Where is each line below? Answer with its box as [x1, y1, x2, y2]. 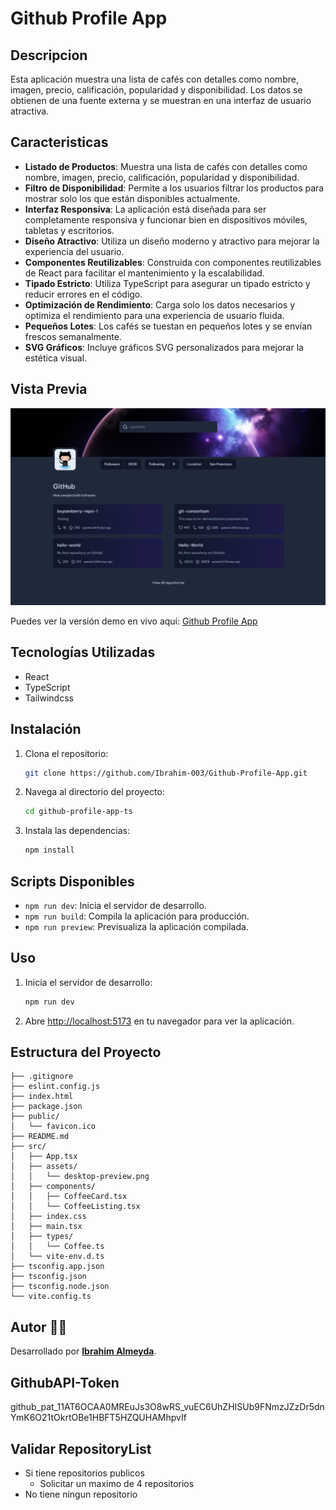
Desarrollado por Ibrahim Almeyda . [10, 1345, 157, 1357]
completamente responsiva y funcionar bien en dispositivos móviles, [24, 213, 308, 226]
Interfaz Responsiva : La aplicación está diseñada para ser [24, 203, 267, 215]
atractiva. [10, 105, 50, 117]
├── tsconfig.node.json [10, 1282, 110, 1292]
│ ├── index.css [10, 1212, 87, 1222]
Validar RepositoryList [10, 1440, 152, 1457]
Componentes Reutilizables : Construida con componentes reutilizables [24, 256, 322, 268]
